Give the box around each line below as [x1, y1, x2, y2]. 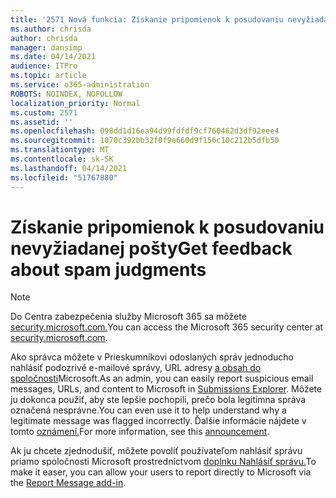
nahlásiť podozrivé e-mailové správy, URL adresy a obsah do [10, 362, 262, 374]
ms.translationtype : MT [10, 145, 110, 155]
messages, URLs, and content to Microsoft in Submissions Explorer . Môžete [10, 383, 323, 395]
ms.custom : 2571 [10, 107, 78, 118]
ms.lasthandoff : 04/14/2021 [10, 163, 128, 173]
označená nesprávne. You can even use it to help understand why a [10, 404, 287, 416]
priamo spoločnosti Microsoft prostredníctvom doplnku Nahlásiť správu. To [10, 456, 317, 468]
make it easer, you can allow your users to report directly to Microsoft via [10, 466, 312, 478]
